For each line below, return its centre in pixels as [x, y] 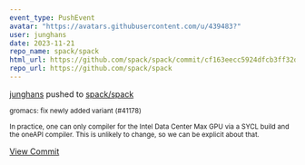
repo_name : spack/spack [54, 52]
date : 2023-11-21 [42, 43]
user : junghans [38, 34]
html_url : [28, 60]
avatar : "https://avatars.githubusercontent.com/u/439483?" [126, 26]
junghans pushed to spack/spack [72, 94]
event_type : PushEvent [52, 18]
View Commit [34, 151]
